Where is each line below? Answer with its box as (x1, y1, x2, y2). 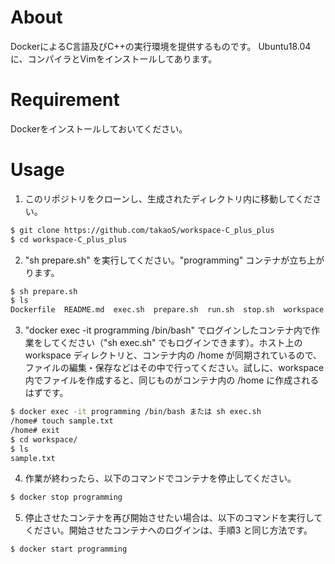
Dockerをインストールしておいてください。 (10, 122, 188, 135)
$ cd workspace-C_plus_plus (10, 234, 128, 245)
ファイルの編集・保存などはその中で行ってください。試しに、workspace (24, 362, 325, 374)
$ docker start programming (10, 544, 128, 555)
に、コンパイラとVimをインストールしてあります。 (10, 52, 218, 65)
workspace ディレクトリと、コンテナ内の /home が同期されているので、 (24, 349, 323, 361)
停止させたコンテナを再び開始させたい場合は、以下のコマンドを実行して (24, 512, 323, 524)
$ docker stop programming (10, 492, 123, 503)
